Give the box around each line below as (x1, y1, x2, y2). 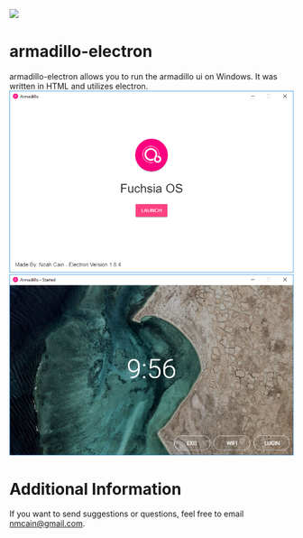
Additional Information (9, 478, 182, 499)
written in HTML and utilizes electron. (9, 80, 149, 91)
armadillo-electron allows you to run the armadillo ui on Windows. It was (9, 70, 278, 81)
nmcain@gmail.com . (9, 518, 86, 529)
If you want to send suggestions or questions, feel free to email (9, 508, 244, 519)
